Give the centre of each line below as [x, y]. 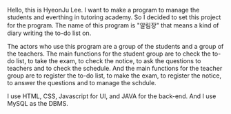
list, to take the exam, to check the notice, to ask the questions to [109, 61]
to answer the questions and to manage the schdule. [82, 83]
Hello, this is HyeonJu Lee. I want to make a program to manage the [103, 10]
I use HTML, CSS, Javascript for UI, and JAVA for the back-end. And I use [112, 96]
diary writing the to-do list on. [49, 33]
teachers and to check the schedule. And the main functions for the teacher [115, 68]
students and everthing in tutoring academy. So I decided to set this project [114, 17]
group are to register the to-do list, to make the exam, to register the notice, [114, 76]
